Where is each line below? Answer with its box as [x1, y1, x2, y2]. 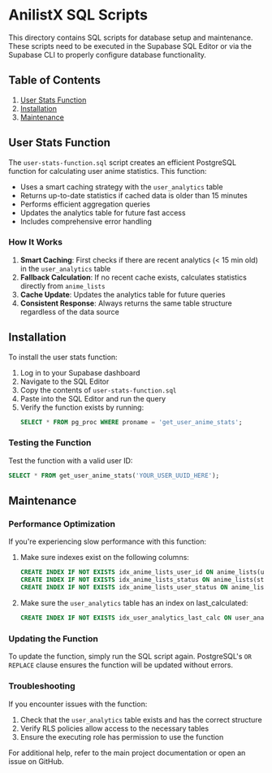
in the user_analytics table [19, 263, 111, 273]
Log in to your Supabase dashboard [19, 367, 140, 377]
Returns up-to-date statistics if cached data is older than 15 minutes [19, 190, 248, 200]
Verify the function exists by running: [19, 402, 145, 412]
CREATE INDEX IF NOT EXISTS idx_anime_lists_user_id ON [19, 568, 214, 576]
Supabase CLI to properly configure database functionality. [8, 50, 207, 59]
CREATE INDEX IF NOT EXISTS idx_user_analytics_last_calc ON [19, 614, 232, 623]
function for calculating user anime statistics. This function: [8, 166, 207, 176]
